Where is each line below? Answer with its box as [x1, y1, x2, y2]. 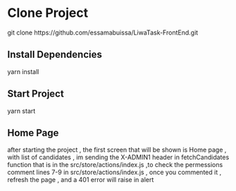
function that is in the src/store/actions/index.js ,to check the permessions [7, 161, 223, 169]
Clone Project [7, 5, 89, 21]
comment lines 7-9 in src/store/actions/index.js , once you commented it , [7, 168, 222, 177]
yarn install [7, 67, 39, 75]
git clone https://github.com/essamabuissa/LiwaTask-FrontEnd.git [7, 28, 199, 37]
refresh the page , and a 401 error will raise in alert [7, 175, 154, 184]
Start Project [7, 88, 65, 100]
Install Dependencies [7, 49, 102, 61]
